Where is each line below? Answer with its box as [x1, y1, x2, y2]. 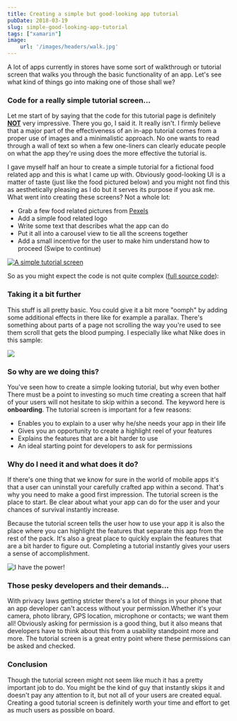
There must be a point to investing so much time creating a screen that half [7, 390, 226, 399]
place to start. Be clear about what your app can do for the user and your [7, 498, 221, 506]
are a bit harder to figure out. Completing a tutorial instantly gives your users [7, 542, 230, 550]
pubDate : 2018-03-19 [7, 17, 69, 24]
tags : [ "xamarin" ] [7, 30, 62, 38]
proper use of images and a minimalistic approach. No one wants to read [7, 134, 220, 142]
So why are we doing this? [7, 366, 99, 376]
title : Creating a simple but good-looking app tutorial [7, 10, 179, 18]
